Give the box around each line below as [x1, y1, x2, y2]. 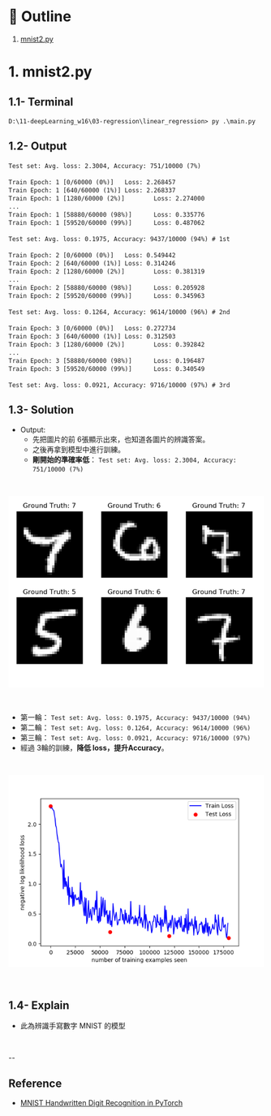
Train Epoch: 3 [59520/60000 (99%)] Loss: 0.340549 [8, 364, 205, 373]
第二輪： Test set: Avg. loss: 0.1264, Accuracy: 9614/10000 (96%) [19, 722, 252, 732]
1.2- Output [8, 140, 67, 153]
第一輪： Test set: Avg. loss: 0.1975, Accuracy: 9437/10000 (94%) [19, 712, 252, 722]
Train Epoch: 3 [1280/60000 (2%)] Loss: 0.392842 [8, 340, 205, 348]
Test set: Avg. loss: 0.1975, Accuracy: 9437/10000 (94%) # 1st [8, 235, 230, 243]
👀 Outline [8, 7, 71, 26]
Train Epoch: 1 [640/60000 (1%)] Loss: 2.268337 [8, 186, 176, 194]
